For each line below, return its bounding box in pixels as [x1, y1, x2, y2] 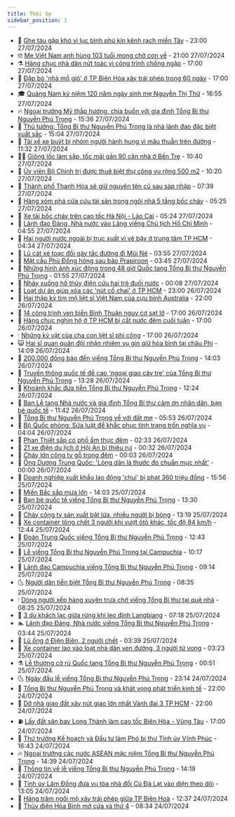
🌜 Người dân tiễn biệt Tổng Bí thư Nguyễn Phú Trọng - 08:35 [17, 578, 194, 586]
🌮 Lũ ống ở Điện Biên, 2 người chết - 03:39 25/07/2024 [17, 636, 177, 644]
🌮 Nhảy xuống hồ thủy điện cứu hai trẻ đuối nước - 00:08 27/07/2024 [17, 279, 219, 287]
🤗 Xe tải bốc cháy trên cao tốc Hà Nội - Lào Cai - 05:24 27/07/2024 [17, 211, 213, 220]
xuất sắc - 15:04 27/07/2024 [17, 129, 100, 138]
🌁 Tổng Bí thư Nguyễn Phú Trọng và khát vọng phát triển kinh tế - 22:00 [17, 684, 226, 692]
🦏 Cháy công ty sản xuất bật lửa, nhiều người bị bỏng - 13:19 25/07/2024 [17, 510, 228, 519]
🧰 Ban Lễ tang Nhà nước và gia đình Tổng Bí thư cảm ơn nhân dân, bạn [17, 398, 222, 407]
